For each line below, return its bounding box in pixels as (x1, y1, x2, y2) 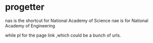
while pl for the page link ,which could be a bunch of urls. (5, 32, 121, 38)
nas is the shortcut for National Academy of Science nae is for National (5, 18, 149, 23)
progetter (5, 1, 45, 13)
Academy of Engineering (5, 22, 55, 28)
